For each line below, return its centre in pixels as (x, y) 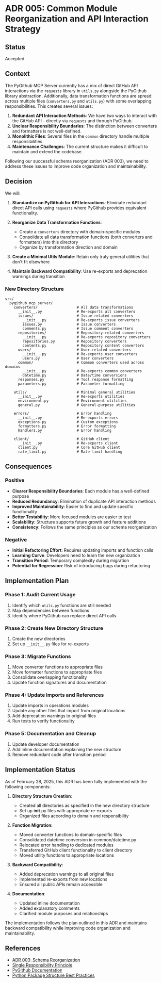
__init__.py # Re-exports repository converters (87, 337)
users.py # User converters (68, 358)
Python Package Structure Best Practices (53, 975)
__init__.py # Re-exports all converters (77, 311)
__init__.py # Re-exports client (68, 443)
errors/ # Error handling (63, 413)
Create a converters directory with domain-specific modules (80, 231)
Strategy (23, 29)
